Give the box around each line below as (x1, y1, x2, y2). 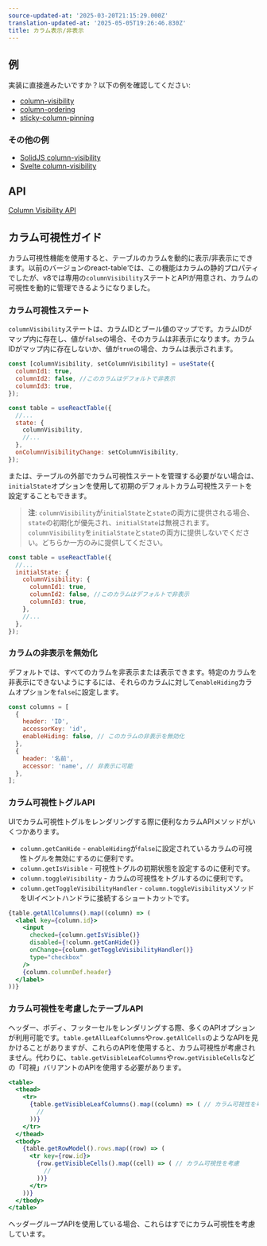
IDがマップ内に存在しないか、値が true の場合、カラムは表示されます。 (8, 344, 238, 354)
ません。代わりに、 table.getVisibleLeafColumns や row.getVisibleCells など (8, 1052, 256, 1062)
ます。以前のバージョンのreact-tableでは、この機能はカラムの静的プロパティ (8, 263, 259, 273)
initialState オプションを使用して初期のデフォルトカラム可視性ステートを (8, 481, 253, 490)
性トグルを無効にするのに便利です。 (19, 853, 138, 863)
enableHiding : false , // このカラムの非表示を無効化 (22, 733, 185, 741)
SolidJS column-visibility (19, 153, 101, 163)
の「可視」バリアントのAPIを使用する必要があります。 (8, 1062, 186, 1072)
